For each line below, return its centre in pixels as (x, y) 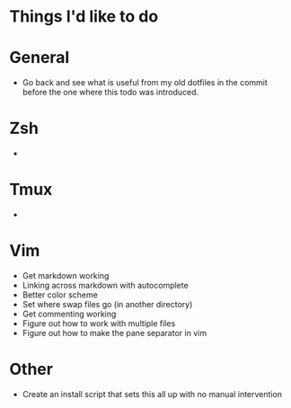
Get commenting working (69, 314)
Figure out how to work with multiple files (99, 323)
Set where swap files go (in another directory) (107, 304)
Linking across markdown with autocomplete (105, 285)
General (40, 58)
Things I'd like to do (84, 17)
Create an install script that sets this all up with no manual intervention (152, 394)
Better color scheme (60, 295)
